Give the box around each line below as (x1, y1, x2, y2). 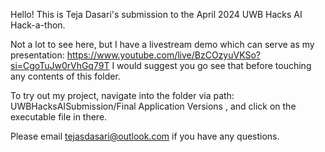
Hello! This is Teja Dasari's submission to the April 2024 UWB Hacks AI (10, 9, 303, 20)
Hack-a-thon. (10, 19, 66, 31)
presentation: (10, 49, 65, 61)
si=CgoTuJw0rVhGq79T (10, 60, 110, 71)
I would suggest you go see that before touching (111, 60, 312, 71)
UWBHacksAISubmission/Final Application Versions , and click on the (10, 100, 297, 112)
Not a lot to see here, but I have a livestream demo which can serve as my (10, 39, 315, 50)
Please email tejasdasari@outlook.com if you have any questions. (10, 130, 280, 142)
